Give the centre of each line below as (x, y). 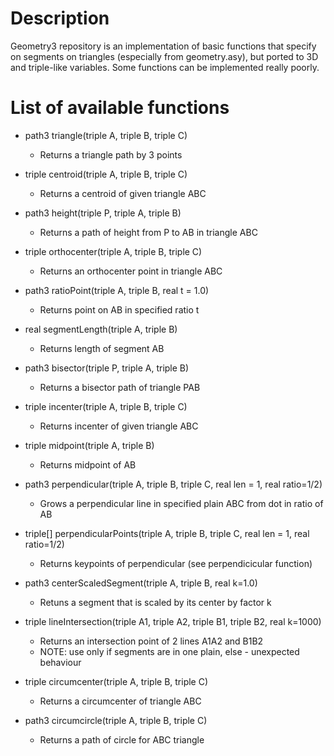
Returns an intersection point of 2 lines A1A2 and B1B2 (151, 641)
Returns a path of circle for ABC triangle (122, 739)
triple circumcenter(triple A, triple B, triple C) (116, 681)
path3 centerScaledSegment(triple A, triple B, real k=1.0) (141, 583)
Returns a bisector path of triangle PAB (120, 387)
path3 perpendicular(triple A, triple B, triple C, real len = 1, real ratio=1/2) (173, 484)
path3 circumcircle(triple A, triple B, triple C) (116, 720)
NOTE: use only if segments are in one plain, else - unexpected (169, 651)
